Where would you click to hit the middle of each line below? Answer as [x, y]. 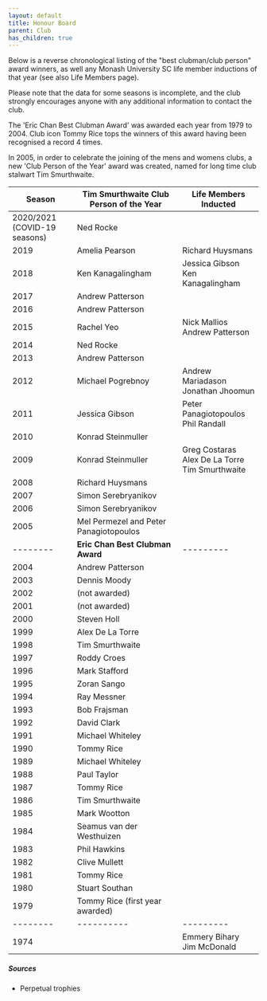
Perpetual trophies [50, 988]
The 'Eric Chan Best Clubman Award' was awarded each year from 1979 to [130, 125]
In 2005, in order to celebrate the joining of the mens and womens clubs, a [130, 158]
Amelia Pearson [106, 250]
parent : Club [30, 30]
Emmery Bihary [211, 937]
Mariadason [205, 381]
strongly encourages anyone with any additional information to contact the [130, 101]
